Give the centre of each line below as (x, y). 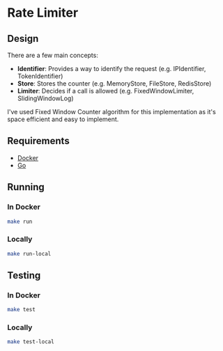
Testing (24, 275)
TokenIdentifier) (40, 76)
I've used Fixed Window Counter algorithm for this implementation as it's (111, 112)
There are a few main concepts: (53, 55)
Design (23, 39)
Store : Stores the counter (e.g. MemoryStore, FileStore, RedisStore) (114, 84)
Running (26, 187)
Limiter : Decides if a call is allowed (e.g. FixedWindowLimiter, (106, 91)
